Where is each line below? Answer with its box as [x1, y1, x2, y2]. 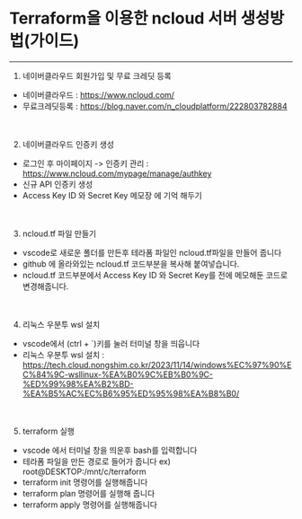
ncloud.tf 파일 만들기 [22, 228, 97, 239]
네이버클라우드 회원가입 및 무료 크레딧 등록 [22, 70, 173, 81]
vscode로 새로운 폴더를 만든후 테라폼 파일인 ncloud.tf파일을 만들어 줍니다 [22, 247, 282, 258]
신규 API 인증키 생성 [22, 179, 93, 189]
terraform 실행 [22, 426, 75, 436]
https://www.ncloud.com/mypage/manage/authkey [22, 168, 212, 179]
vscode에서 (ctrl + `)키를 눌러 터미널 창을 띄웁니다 [22, 338, 200, 348]
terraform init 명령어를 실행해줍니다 [22, 477, 148, 488]
